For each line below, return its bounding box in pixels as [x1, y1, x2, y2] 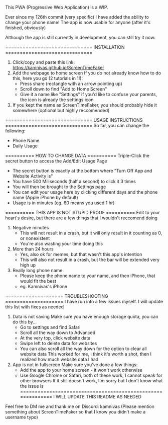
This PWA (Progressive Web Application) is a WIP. [5, 5, 109, 10]
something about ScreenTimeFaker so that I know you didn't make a [5, 409, 146, 414]
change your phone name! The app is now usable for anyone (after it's [5, 20, 150, 25]
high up [20, 262, 36, 268]
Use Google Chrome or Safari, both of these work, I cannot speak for [20, 372, 163, 378]
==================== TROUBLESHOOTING [5, 293, 109, 299]
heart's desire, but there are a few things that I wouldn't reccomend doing [5, 215, 158, 221]
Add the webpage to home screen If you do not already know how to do [12, 70, 161, 76]
